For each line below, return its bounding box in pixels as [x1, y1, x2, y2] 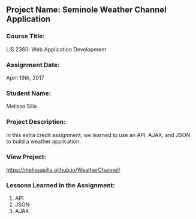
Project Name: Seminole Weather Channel [6, 5, 167, 15]
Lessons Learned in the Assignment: [6, 181, 116, 189]
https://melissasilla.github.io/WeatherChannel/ [6, 166, 121, 173]
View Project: [6, 153, 47, 161]
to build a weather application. [6, 138, 81, 145]
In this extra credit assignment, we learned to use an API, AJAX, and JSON [6, 131, 191, 138]
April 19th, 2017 [6, 74, 44, 81]
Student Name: [6, 89, 52, 98]
